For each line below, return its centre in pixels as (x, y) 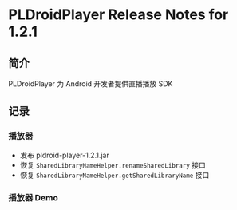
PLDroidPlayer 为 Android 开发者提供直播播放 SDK (91, 84)
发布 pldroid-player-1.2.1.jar (64, 155)
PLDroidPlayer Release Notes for (118, 15)
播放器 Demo (33, 197)
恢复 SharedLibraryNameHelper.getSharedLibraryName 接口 (115, 175)
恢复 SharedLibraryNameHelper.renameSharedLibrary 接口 (113, 164)
